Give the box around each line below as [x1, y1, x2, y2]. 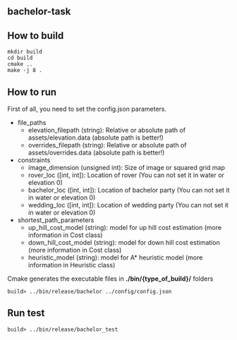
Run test [7, 307, 45, 320]
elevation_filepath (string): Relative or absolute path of [28, 126, 186, 135]
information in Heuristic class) [28, 261, 116, 269]
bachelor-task [7, 6, 71, 18]
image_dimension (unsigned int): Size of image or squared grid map [28, 164, 226, 172]
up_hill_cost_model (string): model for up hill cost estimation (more [28, 224, 222, 232]
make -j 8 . [7, 67, 42, 74]
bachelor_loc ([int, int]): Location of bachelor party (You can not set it [28, 186, 230, 195]
